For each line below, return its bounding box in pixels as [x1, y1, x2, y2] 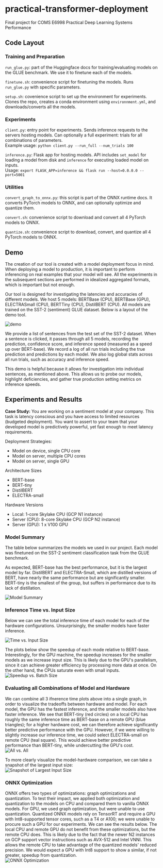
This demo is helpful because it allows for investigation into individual [5, 366, 144, 372]
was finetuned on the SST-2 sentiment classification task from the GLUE [5, 550, 149, 556]
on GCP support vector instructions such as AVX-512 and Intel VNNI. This [5, 837, 152, 843]
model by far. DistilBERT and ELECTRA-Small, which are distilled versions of [5, 570, 157, 576]
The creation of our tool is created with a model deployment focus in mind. [5, 261, 154, 267]
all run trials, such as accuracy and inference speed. [5, 357, 110, 362]
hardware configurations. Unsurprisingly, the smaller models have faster [5, 623, 149, 629]
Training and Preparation [5, 53, 65, 60]
